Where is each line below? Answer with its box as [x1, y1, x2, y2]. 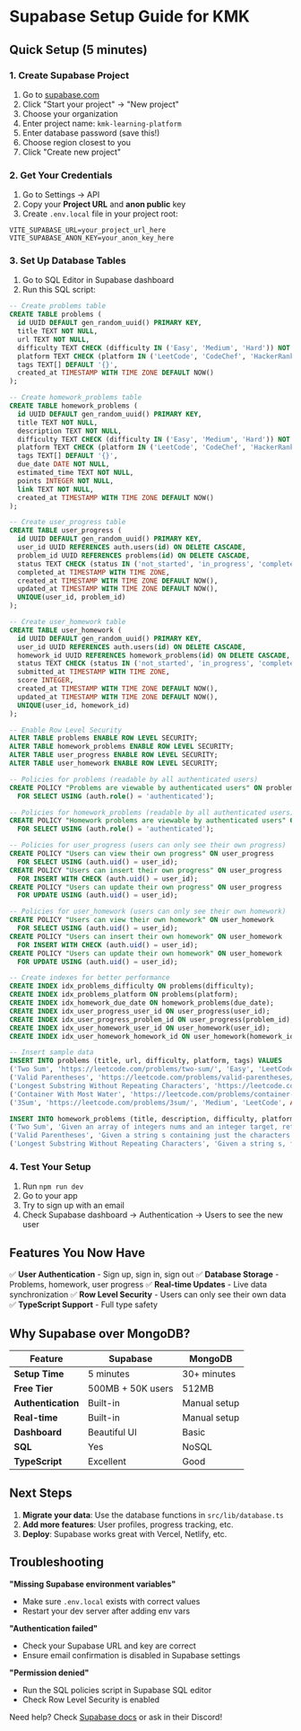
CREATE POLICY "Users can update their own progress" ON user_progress [9, 883, 282, 892]
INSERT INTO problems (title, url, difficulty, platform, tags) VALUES [9, 1057, 282, 1066]
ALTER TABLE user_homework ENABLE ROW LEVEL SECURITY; [9, 759, 219, 769]
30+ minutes [182, 1367, 236, 1380]
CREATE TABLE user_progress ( [9, 526, 123, 535]
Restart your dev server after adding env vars [21, 1605, 191, 1616]
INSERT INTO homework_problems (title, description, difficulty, [9, 1114, 258, 1123]
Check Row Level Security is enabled [21, 1694, 159, 1705]
